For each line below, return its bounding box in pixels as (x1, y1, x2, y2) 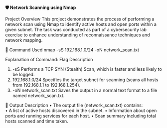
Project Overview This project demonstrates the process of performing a (5, 16, 155, 22)
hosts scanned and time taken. (5, 118, 68, 124)
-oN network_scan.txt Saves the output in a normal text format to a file (12, 87, 158, 93)
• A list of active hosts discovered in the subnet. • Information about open (5, 108, 157, 114)
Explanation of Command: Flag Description (5, 57, 93, 62)
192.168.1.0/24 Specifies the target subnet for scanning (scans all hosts (12, 77, 159, 83)
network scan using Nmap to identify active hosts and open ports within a (5, 21, 157, 27)
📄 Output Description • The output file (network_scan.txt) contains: (5, 102, 143, 108)
